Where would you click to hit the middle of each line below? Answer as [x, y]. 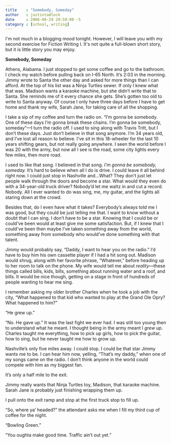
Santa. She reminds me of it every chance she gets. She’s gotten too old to [84, 96]
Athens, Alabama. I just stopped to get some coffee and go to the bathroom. [85, 69]
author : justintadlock [33, 15]
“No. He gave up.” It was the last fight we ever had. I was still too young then [86, 323]
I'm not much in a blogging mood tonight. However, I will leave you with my [84, 39]
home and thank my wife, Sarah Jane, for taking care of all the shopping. [82, 107]
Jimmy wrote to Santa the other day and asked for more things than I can [82, 80]
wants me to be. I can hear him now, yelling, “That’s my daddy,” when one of [86, 354]
